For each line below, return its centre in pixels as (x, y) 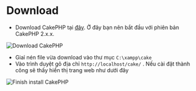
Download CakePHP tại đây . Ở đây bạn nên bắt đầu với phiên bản (97, 27)
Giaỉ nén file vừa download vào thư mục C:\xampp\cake (83, 57)
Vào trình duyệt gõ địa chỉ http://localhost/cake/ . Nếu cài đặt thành (103, 64)
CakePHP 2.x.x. (35, 33)
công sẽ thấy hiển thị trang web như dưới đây (72, 70)
